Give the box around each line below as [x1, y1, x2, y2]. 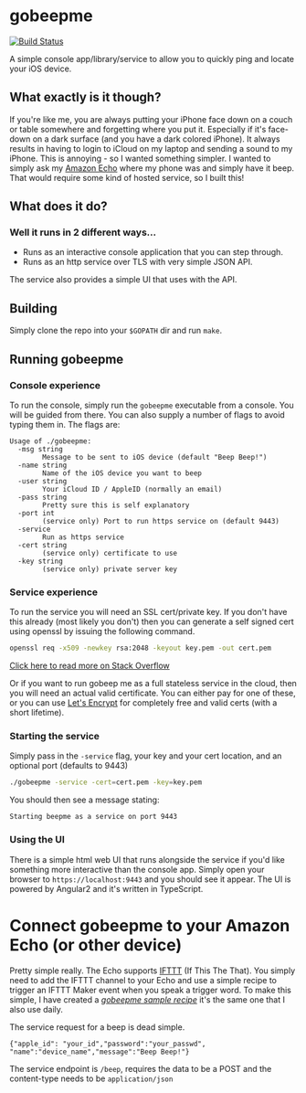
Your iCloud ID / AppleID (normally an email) [42, 484, 223, 493]
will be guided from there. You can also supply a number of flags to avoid [9, 409, 285, 420]
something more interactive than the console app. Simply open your [9, 864, 265, 875]
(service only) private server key [42, 564, 178, 574]
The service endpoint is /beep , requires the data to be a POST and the [9, 1063, 272, 1074]
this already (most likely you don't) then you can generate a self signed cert [9, 616, 294, 627]
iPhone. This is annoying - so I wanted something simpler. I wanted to [9, 153, 271, 164]
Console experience [9, 378, 101, 391]
